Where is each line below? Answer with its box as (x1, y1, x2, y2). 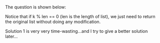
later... (5, 34, 18, 39)
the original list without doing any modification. (5, 19, 101, 24)
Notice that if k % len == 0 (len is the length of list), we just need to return (5, 14, 156, 19)
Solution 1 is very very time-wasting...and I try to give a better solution (5, 28, 148, 34)
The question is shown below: (5, 4, 66, 10)
